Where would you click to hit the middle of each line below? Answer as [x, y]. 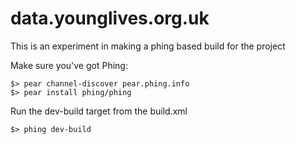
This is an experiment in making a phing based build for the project [148, 46]
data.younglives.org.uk [110, 18]
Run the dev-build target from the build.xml [99, 111]
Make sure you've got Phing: [69, 65]
